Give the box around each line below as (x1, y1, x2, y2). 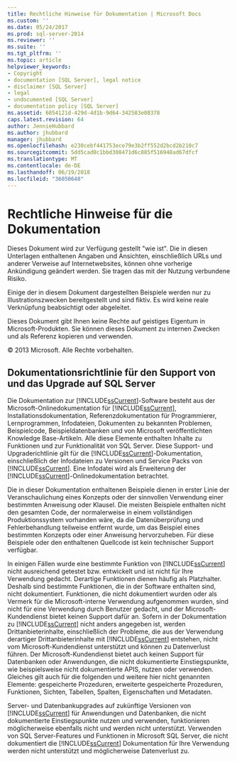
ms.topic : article (7, 57, 62, 64)
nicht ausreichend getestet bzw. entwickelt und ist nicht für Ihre (7, 567, 194, 575)
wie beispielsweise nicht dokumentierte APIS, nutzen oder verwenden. (7, 665, 214, 674)
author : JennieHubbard (7, 122, 75, 130)
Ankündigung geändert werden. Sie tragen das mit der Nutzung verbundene (7, 267, 231, 275)
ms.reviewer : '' (7, 37, 55, 44)
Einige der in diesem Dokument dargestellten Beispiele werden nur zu (7, 288, 211, 297)
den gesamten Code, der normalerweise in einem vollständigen (7, 508, 193, 517)
